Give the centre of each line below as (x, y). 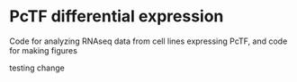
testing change (37, 68)
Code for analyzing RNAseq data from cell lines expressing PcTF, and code (148, 41)
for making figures (44, 50)
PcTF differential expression (117, 16)
